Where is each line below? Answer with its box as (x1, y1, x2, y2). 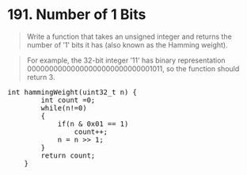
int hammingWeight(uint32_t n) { (7, 87, 138, 97)
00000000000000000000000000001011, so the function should (26, 63, 240, 73)
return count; (40, 150, 96, 160)
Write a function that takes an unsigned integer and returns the (26, 32, 233, 41)
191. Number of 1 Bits (7, 6, 146, 24)
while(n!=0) (40, 103, 88, 112)
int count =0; (40, 95, 96, 105)
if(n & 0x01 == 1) (57, 119, 129, 128)
